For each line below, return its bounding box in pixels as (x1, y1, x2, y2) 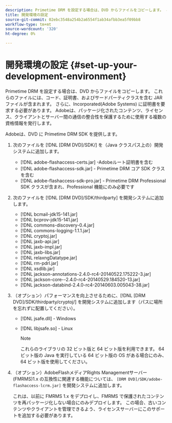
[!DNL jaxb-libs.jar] (20, 249, 60, 255)
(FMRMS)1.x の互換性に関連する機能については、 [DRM (12, 375, 126, 382)
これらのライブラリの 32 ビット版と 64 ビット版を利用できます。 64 (20, 346, 165, 352)
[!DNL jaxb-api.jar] (20, 238, 60, 244)
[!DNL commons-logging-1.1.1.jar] (20, 227, 91, 233)
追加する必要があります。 (21, 412, 76, 418)
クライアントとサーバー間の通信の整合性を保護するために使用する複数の (14, 114, 167, 120)
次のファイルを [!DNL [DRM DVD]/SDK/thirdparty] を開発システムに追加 (12, 194, 164, 201)
